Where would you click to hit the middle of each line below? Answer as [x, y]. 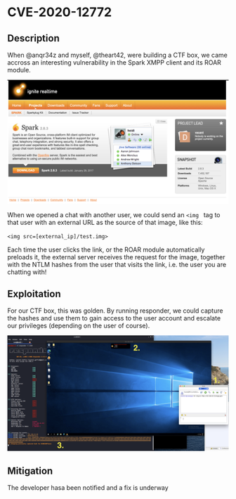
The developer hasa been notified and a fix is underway [88, 487]
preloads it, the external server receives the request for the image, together [117, 257]
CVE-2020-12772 [60, 12]
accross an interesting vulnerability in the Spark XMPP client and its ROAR [114, 63]
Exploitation [34, 293]
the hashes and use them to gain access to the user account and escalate [114, 318]
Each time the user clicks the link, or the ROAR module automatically [106, 249]
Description [33, 38]
